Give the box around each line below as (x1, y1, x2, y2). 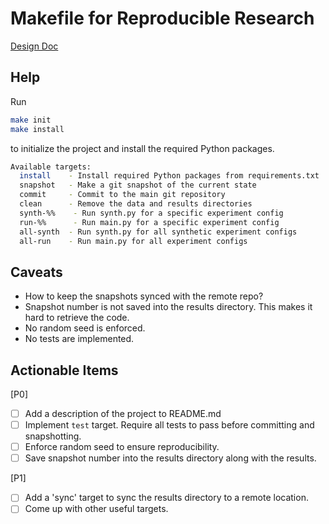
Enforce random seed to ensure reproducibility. (24, 441, 220, 453)
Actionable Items (10, 362, 119, 379)
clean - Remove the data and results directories (19, 199, 253, 209)
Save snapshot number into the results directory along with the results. (24, 452, 317, 464)
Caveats (10, 263, 63, 281)
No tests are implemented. (24, 333, 135, 345)
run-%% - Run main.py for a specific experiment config (19, 217, 280, 227)
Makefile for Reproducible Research (10, 7, 315, 30)
